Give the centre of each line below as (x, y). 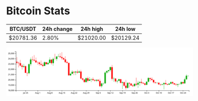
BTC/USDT (23, 29)
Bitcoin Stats (38, 11)
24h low (125, 29)
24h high (92, 29)
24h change (58, 29)
